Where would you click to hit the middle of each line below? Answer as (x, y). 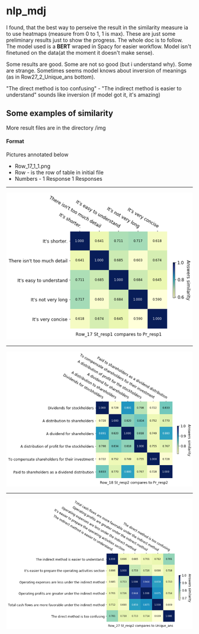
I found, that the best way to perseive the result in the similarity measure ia (97, 27)
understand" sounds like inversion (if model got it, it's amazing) (84, 95)
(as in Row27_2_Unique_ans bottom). (51, 77)
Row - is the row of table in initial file (59, 172)
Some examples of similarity (60, 113)
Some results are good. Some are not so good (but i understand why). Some (99, 64)
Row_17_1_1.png (33, 166)
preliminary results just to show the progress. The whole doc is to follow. (94, 40)
